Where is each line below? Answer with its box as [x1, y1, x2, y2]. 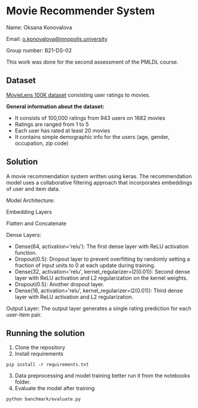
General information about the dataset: [6, 103, 105, 110]
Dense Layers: [6, 231, 42, 238]
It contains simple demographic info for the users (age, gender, [14, 133, 170, 140]
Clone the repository [14, 344, 65, 351]
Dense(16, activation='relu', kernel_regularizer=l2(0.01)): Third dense [14, 287, 183, 294]
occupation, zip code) [14, 140, 69, 147]
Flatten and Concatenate [6, 220, 67, 227]
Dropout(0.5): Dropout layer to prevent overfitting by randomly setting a [14, 255, 190, 262]
